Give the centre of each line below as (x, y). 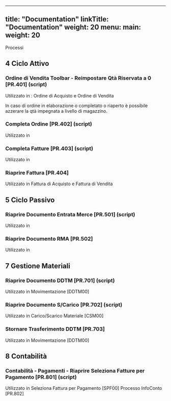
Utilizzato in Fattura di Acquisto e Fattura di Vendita (59, 184)
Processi (15, 47)
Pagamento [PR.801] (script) (41, 377)
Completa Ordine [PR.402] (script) (49, 124)
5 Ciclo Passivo (30, 200)
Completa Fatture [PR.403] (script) (49, 148)
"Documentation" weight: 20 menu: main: (73, 27)
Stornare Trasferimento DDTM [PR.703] (55, 329)
